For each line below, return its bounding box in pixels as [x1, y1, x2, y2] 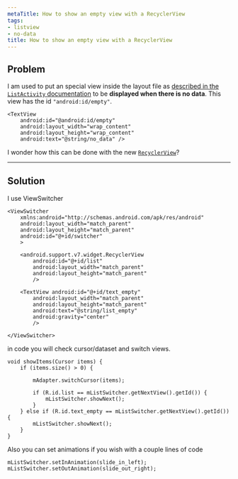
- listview [7, 23, 40, 31]
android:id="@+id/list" [33, 257, 103, 265]
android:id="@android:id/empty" [20, 116, 115, 124]
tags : [7, 17, 23, 24]
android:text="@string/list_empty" [33, 307, 138, 314]
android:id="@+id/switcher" [20, 232, 103, 240]
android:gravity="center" [33, 313, 110, 320]
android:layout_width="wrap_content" [20, 123, 132, 130]
